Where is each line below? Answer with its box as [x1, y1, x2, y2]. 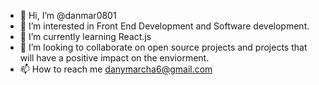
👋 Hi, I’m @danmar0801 [19, 10, 117, 21]
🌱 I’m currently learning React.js [19, 31, 152, 42]
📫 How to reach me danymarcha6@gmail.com [19, 63, 213, 75]
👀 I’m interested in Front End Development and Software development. [19, 20, 310, 32]
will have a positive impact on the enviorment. [19, 52, 210, 64]
